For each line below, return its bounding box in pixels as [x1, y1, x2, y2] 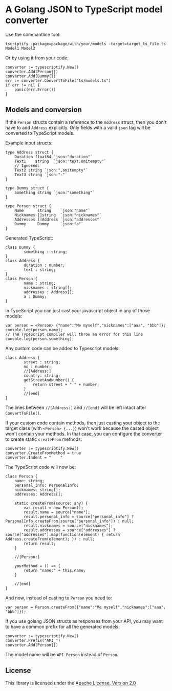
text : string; [24, 267, 56, 272]
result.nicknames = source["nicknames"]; [24, 523, 114, 528]
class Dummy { [5, 245, 36, 250]
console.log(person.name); [5, 327, 63, 332]
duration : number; [24, 263, 66, 268]
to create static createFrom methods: [5, 436, 82, 442]
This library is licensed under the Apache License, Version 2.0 [5, 680, 136, 686]
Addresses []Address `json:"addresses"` [14, 217, 102, 222]
